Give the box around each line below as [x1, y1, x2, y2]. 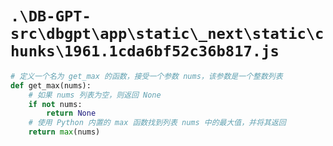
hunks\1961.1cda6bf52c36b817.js [10, 42, 280, 61]
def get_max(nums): [10, 80, 92, 91]
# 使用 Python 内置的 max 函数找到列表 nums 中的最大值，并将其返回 [28, 118, 287, 128]
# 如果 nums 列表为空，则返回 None [28, 90, 162, 100]
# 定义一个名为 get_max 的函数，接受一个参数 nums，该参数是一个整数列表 [10, 71, 283, 81]
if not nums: [28, 99, 83, 109]
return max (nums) [28, 127, 101, 137]
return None [46, 108, 97, 119]
